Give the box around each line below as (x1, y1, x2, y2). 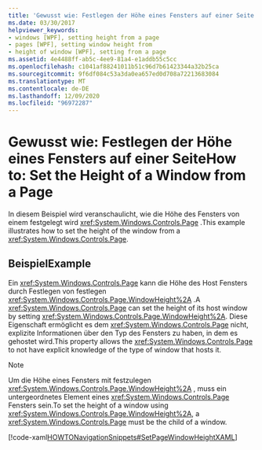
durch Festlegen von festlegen (8, 286, 107, 296)
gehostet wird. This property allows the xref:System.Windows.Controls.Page (8, 336, 253, 346)
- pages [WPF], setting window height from (8, 41, 153, 49)
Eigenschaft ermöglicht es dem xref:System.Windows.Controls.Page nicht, (8, 319, 249, 329)
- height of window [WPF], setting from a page (8, 48, 167, 56)
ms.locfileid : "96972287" (8, 99, 93, 107)
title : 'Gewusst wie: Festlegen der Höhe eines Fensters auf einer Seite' (8, 11, 258, 20)
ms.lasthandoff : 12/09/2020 (8, 92, 100, 100)
